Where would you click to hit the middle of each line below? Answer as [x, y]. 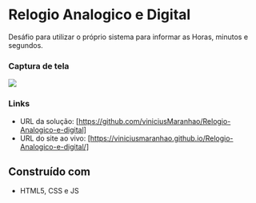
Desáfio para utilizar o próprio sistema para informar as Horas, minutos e [128, 37]
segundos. [26, 45]
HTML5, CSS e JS [49, 191]
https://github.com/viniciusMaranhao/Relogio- [155, 121]
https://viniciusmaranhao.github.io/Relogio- [162, 138]
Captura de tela [39, 66]
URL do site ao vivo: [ [55, 138]
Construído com [49, 171]
